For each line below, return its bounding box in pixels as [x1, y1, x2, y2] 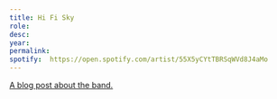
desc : [9, 30, 30, 39]
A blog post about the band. [9, 80, 114, 90]
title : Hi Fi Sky [9, 13, 75, 22]
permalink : [9, 47, 51, 56]
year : [9, 38, 30, 48]
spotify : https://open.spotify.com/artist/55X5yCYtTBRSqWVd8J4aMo [9, 55, 269, 64]
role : [9, 22, 30, 31]
